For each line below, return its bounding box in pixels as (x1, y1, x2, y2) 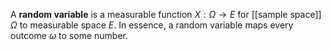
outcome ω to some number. (10, 30, 128, 41)
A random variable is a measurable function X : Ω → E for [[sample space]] (10, 9, 322, 20)
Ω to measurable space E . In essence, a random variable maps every (10, 19, 294, 31)
